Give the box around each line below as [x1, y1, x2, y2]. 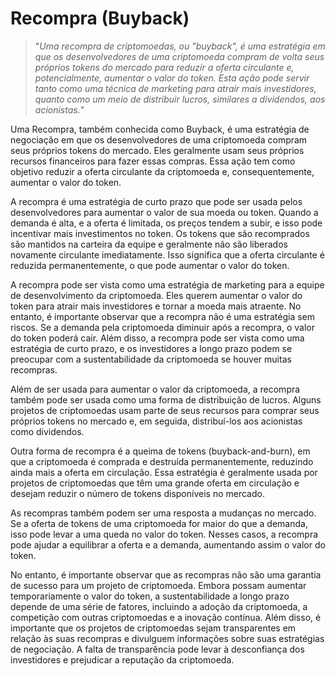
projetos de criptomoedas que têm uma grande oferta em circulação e [10, 477, 300, 489]
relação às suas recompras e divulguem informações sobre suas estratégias [10, 632, 325, 644]
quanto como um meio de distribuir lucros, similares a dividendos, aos [34, 93, 326, 105]
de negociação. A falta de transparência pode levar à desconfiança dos [10, 643, 305, 655]
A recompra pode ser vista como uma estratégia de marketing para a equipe [10, 278, 325, 291]
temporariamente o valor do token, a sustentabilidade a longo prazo [10, 590, 290, 602]
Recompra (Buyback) [10, 7, 190, 30]
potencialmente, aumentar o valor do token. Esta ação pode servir [34, 72, 310, 84]
